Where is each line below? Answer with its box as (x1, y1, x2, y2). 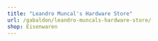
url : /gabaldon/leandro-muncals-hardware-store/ (7, 17, 152, 24)
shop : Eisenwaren (7, 23, 58, 30)
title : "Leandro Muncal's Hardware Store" (7, 10, 133, 17)
